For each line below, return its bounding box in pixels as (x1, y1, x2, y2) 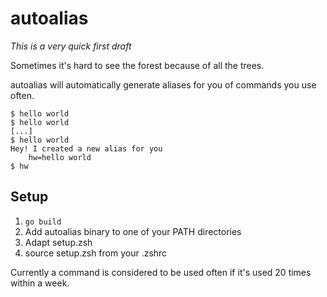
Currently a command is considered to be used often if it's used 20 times (10, 266, 312, 278)
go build (24, 217, 62, 227)
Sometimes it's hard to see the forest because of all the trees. (10, 59, 265, 71)
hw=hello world (28, 152, 92, 162)
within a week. (10, 277, 70, 289)
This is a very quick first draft (10, 40, 132, 52)
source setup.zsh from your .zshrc (24, 247, 168, 259)
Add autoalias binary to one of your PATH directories (24, 225, 242, 237)
